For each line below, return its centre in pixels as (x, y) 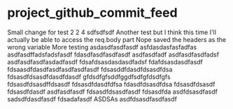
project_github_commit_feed (92, 13)
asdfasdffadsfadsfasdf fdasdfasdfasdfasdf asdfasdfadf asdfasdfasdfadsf (113, 54)
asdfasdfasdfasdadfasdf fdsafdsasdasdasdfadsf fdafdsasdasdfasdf (105, 61)
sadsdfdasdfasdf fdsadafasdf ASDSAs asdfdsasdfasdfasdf (92, 99)
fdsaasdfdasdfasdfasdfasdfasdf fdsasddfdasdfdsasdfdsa (90, 69)
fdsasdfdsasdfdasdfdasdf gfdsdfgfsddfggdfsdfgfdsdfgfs (89, 77)
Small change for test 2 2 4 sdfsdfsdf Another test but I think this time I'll (112, 32)
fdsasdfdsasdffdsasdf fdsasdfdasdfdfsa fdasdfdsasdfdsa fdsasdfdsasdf (111, 84)
